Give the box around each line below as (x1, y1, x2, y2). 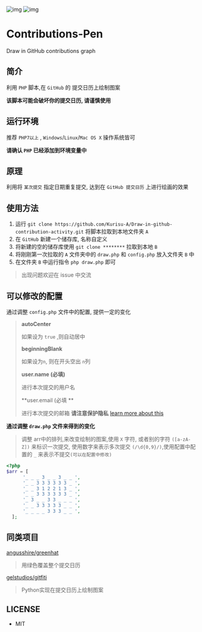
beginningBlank (21, 345, 63, 352)
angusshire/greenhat (6, 549, 59, 556)
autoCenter (21, 321, 51, 327)
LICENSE (6, 604, 41, 614)
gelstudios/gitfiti (6, 573, 47, 581)
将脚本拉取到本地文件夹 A (85, 228, 148, 235)
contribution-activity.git (15, 229, 84, 235)
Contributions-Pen (6, 27, 104, 41)
